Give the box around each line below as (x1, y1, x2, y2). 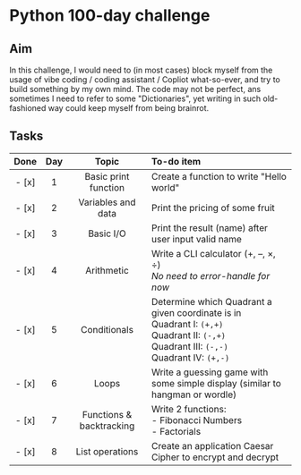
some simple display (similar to (150, 377, 282, 389)
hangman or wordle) (150, 388, 237, 401)
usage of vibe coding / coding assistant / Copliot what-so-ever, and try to (9, 74, 280, 85)
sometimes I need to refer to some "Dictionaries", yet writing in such (9, 93, 262, 104)
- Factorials (150, 425, 202, 437)
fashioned (9, 103, 47, 113)
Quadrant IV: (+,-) (150, 351, 230, 363)
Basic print (84, 170, 130, 182)
